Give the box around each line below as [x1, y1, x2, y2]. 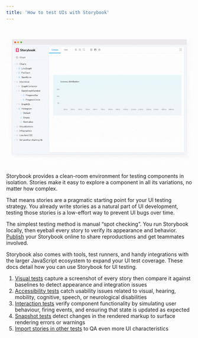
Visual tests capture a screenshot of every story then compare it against [14, 275, 191, 282]
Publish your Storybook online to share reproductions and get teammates [6, 233, 185, 240]
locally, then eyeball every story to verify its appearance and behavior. [6, 226, 177, 233]
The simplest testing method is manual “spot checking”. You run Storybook [6, 220, 189, 227]
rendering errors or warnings [14, 318, 86, 326]
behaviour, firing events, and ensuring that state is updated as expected [14, 306, 190, 313]
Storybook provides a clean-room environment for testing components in [6, 172, 184, 180]
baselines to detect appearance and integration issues [14, 281, 147, 288]
